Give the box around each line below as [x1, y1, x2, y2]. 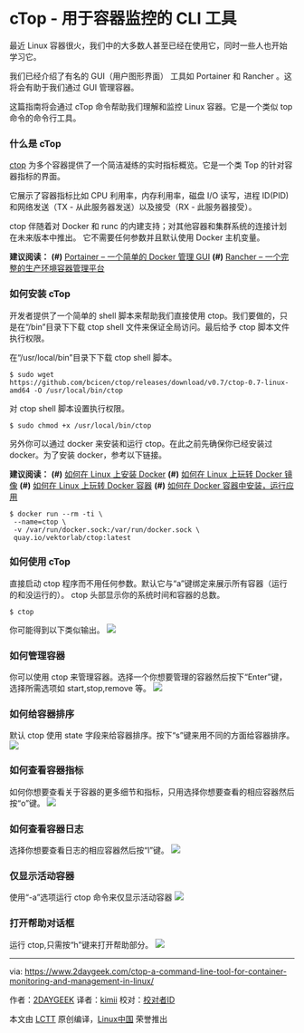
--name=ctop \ [13, 517, 67, 526]
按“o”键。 [9, 797, 45, 808]
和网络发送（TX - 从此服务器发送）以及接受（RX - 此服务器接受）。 [9, 201, 257, 213]
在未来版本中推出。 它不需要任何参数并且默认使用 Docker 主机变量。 [9, 232, 265, 243]
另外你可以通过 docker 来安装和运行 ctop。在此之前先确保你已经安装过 [9, 438, 273, 449]
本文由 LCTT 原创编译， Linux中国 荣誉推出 [9, 1013, 168, 1024]
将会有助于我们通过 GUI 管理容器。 [9, 82, 139, 92]
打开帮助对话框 [9, 917, 75, 930]
